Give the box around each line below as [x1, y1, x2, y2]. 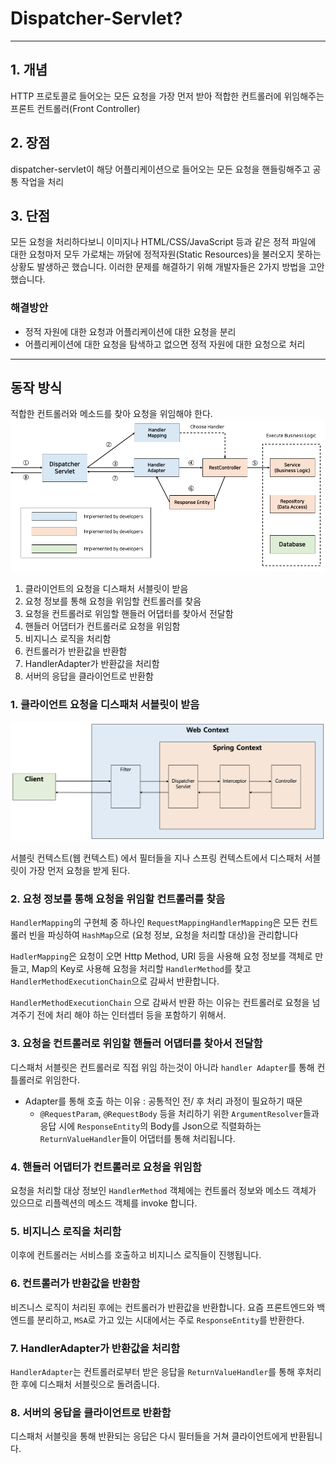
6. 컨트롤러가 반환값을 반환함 [10, 1277, 141, 1291]
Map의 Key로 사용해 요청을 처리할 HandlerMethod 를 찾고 [31, 963, 252, 975]
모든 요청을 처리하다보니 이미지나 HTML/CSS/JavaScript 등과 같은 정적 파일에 [10, 236, 317, 248]
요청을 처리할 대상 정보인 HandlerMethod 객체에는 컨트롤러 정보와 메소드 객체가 [10, 1185, 317, 1197]
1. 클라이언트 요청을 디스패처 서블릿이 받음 [10, 698, 200, 712]
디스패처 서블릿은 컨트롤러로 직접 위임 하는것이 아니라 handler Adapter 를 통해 [10, 1061, 315, 1073]
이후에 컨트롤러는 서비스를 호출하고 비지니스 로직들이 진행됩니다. [10, 1249, 262, 1261]
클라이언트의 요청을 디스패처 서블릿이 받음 [24, 583, 189, 595]
